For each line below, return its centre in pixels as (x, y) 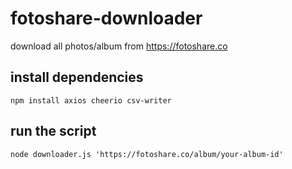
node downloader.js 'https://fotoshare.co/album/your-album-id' (147, 154)
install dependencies (77, 77)
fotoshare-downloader (106, 18)
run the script (53, 131)
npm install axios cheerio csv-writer (91, 100)
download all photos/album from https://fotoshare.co (119, 46)
